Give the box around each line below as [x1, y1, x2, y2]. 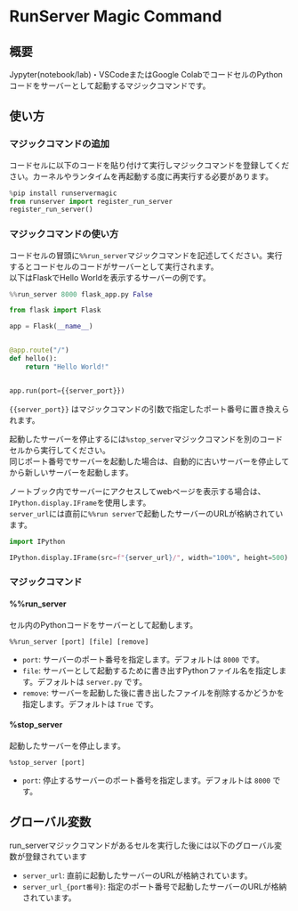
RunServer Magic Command [9, 6, 222, 27]
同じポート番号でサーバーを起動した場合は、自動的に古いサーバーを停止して [9, 456, 290, 467]
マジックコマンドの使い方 [9, 228, 119, 240]
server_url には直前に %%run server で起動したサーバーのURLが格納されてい [9, 508, 284, 518]
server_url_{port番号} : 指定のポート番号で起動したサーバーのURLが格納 [21, 881, 287, 891]
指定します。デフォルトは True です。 [21, 698, 158, 709]
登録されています [24, 850, 87, 861]
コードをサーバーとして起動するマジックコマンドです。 [9, 80, 211, 91]
